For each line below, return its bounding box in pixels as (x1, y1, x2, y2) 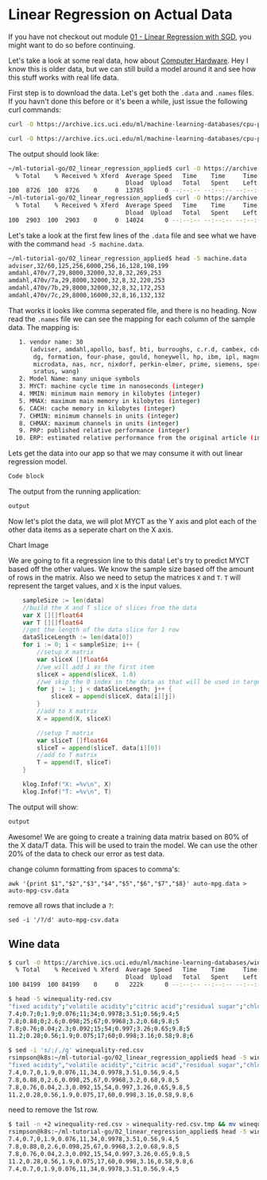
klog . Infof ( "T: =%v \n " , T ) (22, 787, 112, 796)
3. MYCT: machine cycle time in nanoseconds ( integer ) (18, 382, 204, 390)
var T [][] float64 (22, 619, 83, 627)
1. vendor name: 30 (18, 338, 83, 346)
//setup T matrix (37, 729, 94, 737)
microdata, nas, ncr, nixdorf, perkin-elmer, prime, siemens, (33, 360, 244, 368)
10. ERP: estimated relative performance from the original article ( (15, 434, 254, 442)
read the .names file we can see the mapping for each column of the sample (8, 314, 256, 324)
